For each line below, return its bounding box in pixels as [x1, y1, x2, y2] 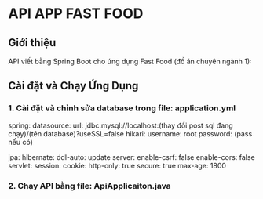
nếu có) [8, 137, 33, 147]
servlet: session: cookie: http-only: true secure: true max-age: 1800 [8, 161, 226, 170]
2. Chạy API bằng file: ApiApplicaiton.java [8, 180, 171, 191]
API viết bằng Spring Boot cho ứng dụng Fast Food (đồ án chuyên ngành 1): [8, 56, 253, 66]
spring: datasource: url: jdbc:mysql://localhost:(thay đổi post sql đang [8, 121, 233, 130]
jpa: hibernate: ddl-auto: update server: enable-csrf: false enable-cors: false [8, 152, 255, 161]
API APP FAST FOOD [8, 5, 144, 23]
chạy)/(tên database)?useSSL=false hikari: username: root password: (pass [8, 128, 253, 138]
